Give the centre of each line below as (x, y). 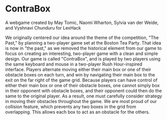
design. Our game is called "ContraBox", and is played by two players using (83, 58)
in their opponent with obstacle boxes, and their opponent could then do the (84, 90)
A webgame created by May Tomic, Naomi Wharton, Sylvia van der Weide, (82, 22)
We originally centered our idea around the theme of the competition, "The (82, 37)
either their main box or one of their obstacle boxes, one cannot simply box (82, 85)
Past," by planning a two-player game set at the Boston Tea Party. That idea (83, 42)
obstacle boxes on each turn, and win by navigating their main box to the (80, 74)
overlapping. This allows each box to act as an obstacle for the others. (77, 112)
